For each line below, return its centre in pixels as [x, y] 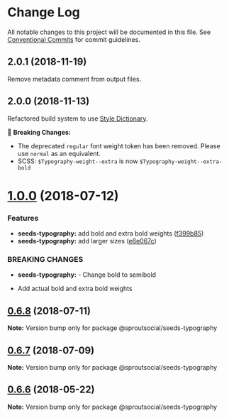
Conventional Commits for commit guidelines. [74, 39]
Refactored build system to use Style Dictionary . [78, 119]
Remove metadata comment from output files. [74, 79]
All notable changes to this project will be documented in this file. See [109, 32]
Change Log [44, 12]
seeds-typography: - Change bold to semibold [87, 275]
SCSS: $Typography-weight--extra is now [78, 161]
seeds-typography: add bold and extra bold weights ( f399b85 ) [111, 233]
